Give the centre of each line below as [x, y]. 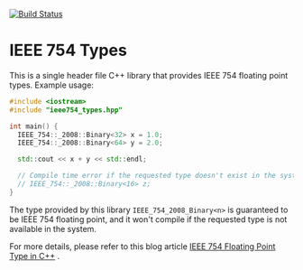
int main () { [34, 126]
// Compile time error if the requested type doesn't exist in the [147, 176]
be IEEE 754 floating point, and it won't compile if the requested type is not [148, 219]
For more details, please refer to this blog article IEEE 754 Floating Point [142, 246]
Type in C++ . [35, 256]
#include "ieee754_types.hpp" [66, 110]
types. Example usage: [52, 85]
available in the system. [53, 228]
